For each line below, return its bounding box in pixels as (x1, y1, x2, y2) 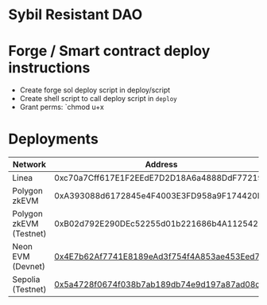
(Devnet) (12, 261, 46, 272)
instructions (8, 59, 91, 77)
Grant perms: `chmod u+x (19, 102, 105, 112)
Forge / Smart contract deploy (8, 42, 211, 61)
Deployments (8, 130, 99, 148)
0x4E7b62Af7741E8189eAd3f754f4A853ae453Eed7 (54, 251, 261, 262)
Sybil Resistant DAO (8, 6, 143, 24)
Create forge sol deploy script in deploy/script (19, 85, 171, 95)
